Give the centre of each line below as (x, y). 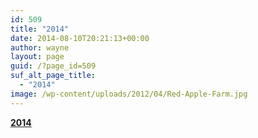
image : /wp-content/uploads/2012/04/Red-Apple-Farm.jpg (129, 94)
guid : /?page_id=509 (53, 66)
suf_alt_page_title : (53, 76)
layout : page (37, 57)
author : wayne (40, 47)
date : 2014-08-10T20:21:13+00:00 (80, 38)
